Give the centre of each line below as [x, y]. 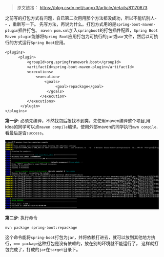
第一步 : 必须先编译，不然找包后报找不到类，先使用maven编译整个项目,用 [78, 121]
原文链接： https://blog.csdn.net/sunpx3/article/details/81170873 [82, 8]
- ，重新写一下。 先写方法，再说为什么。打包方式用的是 [61, 24]
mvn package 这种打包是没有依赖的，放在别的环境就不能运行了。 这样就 [84, 243]
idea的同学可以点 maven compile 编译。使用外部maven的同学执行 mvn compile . [81, 127]
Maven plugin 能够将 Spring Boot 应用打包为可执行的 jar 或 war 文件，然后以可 [80, 36]
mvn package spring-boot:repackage [41, 227]
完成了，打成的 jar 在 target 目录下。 [45, 249]
